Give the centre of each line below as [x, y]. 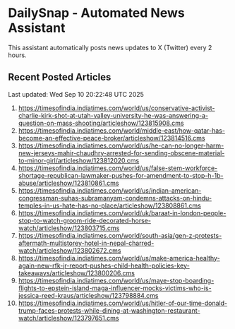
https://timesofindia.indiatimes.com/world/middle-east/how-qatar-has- [121, 130]
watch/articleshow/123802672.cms [70, 250]
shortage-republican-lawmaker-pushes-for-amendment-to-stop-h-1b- [121, 175]
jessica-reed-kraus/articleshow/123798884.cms [88, 295]
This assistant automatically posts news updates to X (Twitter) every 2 [110, 47]
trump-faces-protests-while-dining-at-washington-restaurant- [109, 310]
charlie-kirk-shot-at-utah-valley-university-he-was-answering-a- [113, 115]
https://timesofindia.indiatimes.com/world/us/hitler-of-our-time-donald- [123, 303]
